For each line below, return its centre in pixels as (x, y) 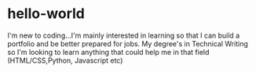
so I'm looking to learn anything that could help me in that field (108, 52)
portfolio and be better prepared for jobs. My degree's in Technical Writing (128, 43)
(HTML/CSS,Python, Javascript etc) (65, 60)
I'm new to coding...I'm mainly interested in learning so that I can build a (124, 35)
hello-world (46, 14)
